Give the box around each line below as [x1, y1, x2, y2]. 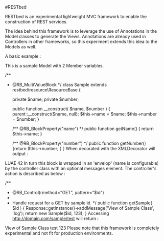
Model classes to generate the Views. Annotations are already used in [5, 34, 146, 39]
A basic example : [5, 53, 41, 59]
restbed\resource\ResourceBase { [12, 87, 81, 92]
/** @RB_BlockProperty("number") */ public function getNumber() [12, 140, 146, 146]
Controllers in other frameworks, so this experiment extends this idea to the [5, 39, 158, 44]
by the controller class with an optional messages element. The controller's [5, 166, 157, 171]
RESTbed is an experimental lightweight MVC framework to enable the [5, 14, 147, 19]
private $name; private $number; [12, 96, 79, 102]
